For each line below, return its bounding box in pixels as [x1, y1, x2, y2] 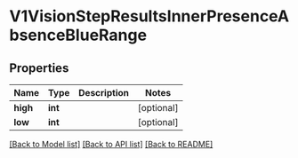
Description [78, 87, 129, 99]
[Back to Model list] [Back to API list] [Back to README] [9, 139, 213, 149]
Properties [9, 60, 69, 75]
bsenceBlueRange [9, 25, 148, 45]
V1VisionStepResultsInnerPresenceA [9, 6, 290, 27]
